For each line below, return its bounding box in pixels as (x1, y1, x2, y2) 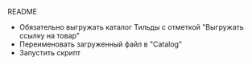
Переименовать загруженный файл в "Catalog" (19, 39, 183, 49)
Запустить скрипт (19, 48, 81, 57)
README (7, 7, 38, 16)
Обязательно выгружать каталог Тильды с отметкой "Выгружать (19, 22, 245, 31)
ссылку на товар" (19, 31, 80, 40)
